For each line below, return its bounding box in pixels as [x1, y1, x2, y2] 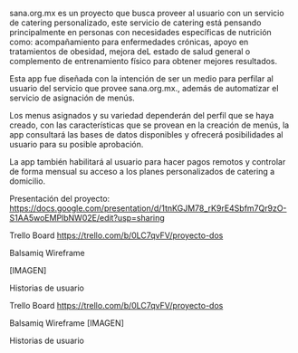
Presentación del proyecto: [9, 194, 111, 204]
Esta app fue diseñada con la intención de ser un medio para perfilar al [9, 73, 274, 84]
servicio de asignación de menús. [9, 92, 136, 103]
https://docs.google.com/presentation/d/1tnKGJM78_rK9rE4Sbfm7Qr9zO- [9, 203, 287, 214]
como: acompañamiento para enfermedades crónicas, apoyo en [9, 36, 249, 47]
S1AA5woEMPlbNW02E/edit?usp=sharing [9, 213, 165, 223]
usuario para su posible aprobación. [9, 139, 144, 149]
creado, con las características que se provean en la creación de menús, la [9, 119, 290, 130]
